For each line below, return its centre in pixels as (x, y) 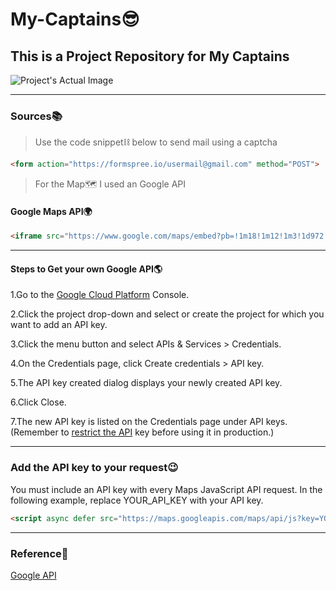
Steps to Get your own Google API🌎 (86, 269)
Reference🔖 (39, 553)
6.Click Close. (38, 402)
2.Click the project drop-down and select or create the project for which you (167, 314)
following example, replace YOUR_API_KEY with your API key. (137, 500)
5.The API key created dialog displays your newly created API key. (146, 383)
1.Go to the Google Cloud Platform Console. (100, 295)
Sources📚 (36, 116)
